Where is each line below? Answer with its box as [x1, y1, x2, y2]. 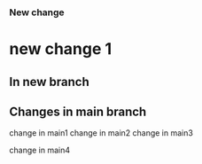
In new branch [9, 74, 90, 90]
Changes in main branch [9, 104, 147, 119]
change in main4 [9, 144, 71, 156]
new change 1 [9, 39, 113, 59]
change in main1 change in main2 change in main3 [9, 128, 193, 138]
